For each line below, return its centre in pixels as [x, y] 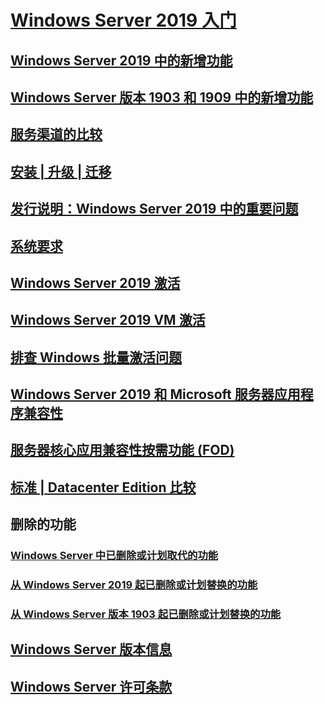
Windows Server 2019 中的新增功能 [121, 60]
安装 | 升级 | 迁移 [61, 171]
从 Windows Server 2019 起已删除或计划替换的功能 [134, 585]
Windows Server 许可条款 [91, 686]
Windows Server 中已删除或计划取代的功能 [114, 556]
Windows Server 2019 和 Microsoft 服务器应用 [155, 394]
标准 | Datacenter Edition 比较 [103, 487]
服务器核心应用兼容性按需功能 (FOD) [122, 450]
